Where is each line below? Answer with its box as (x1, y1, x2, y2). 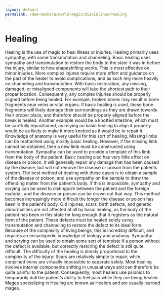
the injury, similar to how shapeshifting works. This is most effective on (5, 65, 150, 71)
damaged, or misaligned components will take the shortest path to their (5, 86, 151, 92)
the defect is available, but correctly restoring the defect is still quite (5, 243, 144, 249)
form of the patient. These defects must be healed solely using (5, 217, 133, 223)
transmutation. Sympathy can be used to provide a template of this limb (5, 149, 151, 155)
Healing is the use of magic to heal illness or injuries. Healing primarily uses (5, 49, 159, 55)
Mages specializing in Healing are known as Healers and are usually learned (5, 280, 161, 286)
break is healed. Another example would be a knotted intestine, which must (5, 117, 159, 123)
